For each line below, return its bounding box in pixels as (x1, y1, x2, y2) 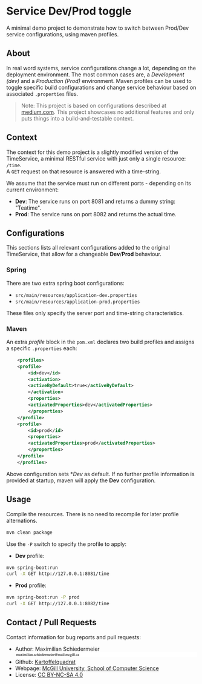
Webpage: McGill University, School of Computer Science (15, 665, 159, 672)
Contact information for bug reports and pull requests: (6, 633, 141, 640)
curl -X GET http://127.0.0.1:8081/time (6, 571, 110, 577)
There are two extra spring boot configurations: (6, 279, 125, 287)
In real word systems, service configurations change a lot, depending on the (6, 64, 197, 71)
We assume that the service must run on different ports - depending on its (6, 179, 192, 187)
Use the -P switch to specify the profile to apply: (6, 540, 127, 548)
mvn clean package (6, 529, 53, 536)
